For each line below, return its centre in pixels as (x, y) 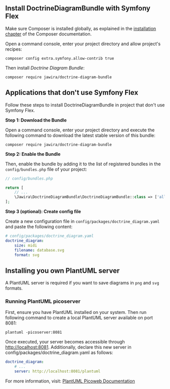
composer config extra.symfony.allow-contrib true (60, 58)
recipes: (14, 49)
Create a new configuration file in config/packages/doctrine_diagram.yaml (82, 221)
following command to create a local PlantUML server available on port (79, 318)
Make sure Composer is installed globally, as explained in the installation (81, 28)
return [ (14, 188)
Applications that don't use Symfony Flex (72, 93)
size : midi (26, 245)
